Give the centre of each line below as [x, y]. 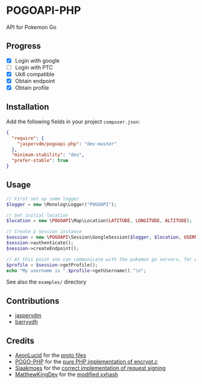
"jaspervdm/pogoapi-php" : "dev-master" [67, 144]
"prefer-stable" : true [40, 161]
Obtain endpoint [35, 81]
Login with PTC [34, 67]
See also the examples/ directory [46, 282]
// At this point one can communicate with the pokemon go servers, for [99, 259]
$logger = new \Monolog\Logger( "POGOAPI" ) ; [62, 204]
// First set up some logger [43, 199]
